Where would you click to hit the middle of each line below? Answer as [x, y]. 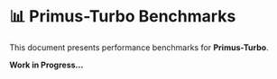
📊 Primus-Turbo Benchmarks [123, 17]
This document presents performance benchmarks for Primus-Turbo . [139, 47]
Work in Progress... [46, 65]
